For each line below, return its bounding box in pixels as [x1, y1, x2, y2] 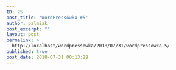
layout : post [6, 32, 40, 38]
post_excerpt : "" [6, 26, 51, 32]
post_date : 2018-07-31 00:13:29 [6, 54, 88, 60]
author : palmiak [6, 20, 48, 26]
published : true [6, 49, 48, 55]
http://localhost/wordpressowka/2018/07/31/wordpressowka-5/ [12, 43, 171, 49]
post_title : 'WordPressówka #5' [6, 15, 88, 21]
